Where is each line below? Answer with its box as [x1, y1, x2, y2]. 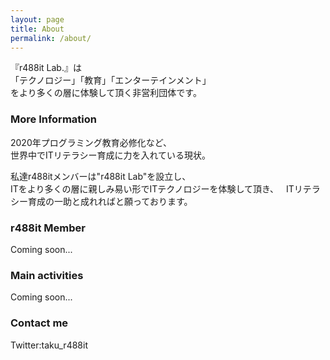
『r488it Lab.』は [10, 62, 82, 74]
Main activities [10, 268, 84, 282]
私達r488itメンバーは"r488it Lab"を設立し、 [10, 170, 192, 182]
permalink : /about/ [10, 33, 92, 43]
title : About [10, 24, 65, 34]
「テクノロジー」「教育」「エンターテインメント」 [10, 74, 212, 86]
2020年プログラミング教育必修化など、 [10, 136, 173, 148]
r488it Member [10, 221, 86, 235]
